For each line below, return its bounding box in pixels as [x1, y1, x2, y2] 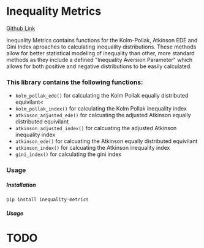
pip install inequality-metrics [6, 196, 89, 203]
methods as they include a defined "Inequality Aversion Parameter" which [6, 56, 193, 63]
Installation [6, 181, 36, 188]
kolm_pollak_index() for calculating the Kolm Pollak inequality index [15, 105, 187, 112]
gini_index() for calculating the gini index [15, 150, 121, 158]
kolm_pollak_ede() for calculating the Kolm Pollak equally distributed [15, 92, 189, 99]
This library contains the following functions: [6, 78, 143, 87]
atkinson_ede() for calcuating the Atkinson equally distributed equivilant [15, 138, 198, 145]
